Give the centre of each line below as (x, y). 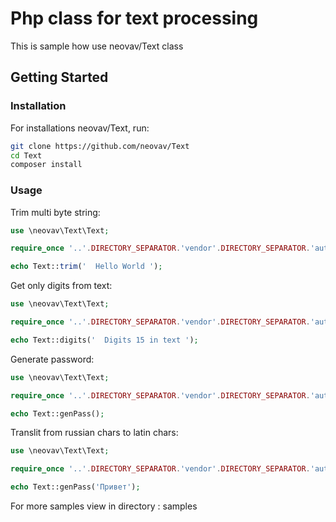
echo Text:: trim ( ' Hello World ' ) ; (86, 267)
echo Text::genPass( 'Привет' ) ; (75, 487)
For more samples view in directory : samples (104, 506)
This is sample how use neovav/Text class (97, 46)
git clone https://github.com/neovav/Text (100, 146)
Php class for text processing (134, 18)
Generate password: (52, 359)
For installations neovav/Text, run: (80, 128)
